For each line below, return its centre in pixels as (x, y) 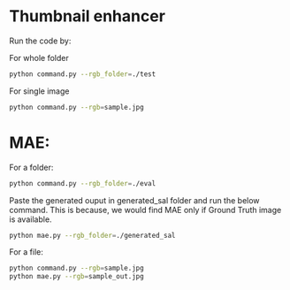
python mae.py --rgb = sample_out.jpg (76, 277)
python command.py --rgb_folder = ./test (83, 74)
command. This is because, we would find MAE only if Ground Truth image (145, 210)
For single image (39, 91)
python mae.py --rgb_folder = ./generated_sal (92, 235)
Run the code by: (40, 41)
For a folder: (31, 167)
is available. (31, 219)
